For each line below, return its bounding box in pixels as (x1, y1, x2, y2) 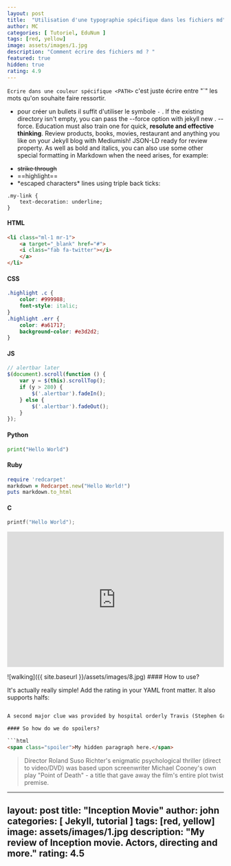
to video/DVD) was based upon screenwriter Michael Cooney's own (23, 764, 217, 772)
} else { (19, 396, 45, 403)
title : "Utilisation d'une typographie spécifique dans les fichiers (7, 17, 214, 23)
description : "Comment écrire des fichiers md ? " (7, 49, 155, 56)
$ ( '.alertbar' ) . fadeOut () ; (32, 403, 109, 410)
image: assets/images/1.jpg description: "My (7, 826, 205, 838)
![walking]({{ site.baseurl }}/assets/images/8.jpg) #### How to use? (7, 673, 199, 681)
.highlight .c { (7, 290, 54, 296)
